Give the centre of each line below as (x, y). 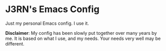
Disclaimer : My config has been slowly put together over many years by (81, 33)
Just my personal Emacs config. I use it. (47, 23)
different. (15, 43)
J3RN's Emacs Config (52, 9)
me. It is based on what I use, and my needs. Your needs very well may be (83, 38)
